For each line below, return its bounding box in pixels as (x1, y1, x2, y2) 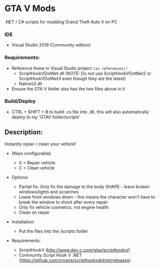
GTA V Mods (4, 3, 56, 14)
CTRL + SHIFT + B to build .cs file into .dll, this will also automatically (11, 109, 149, 114)
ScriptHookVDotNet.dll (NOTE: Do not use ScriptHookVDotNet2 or (18, 70, 151, 76)
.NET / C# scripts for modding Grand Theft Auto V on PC (4, 19, 118, 25)
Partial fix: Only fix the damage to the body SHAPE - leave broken (18, 184, 150, 189)
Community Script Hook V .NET (18, 252, 82, 258)
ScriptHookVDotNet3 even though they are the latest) (18, 76, 126, 81)
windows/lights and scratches (18, 189, 79, 194)
